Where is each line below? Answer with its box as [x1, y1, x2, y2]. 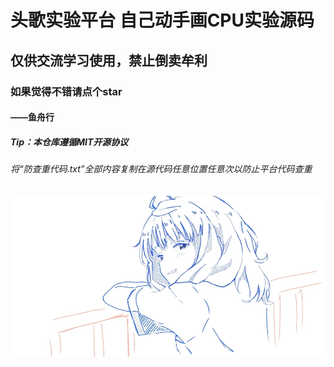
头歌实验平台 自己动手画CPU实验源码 [10, 9, 315, 32]
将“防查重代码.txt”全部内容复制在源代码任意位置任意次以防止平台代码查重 [10, 163, 313, 175]
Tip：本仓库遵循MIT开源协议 [10, 136, 129, 148]
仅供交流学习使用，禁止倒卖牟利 [10, 52, 208, 69]
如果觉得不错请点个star [10, 84, 123, 98]
